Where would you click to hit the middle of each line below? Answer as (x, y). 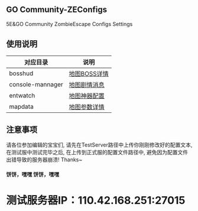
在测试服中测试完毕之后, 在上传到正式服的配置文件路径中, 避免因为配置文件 (97, 152)
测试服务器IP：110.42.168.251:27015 (96, 201)
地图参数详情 (87, 107)
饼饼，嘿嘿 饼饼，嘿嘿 (33, 174)
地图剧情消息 (87, 85)
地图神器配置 (87, 96)
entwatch (22, 95)
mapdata (21, 106)
